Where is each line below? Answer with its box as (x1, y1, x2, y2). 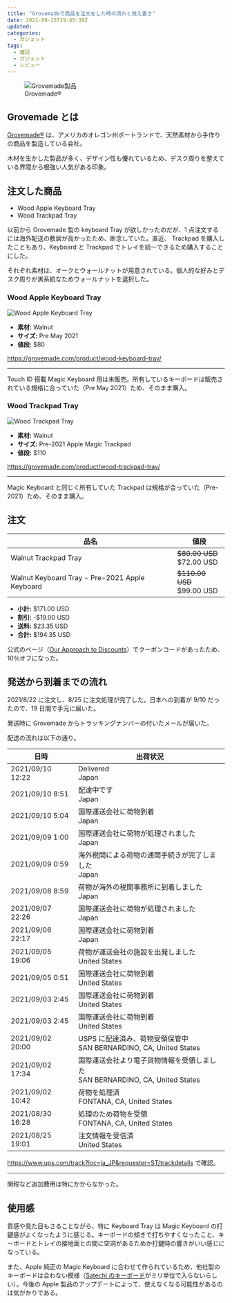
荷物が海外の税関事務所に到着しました (78, 882, 203, 892)
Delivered (78, 764, 110, 773)
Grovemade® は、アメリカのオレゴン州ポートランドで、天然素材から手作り (7, 131, 221, 139)
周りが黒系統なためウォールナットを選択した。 (19, 275, 153, 283)
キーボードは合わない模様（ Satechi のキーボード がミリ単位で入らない (7, 1271, 206, 1279)
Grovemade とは (7, 112, 79, 123)
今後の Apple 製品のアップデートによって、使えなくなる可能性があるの (21, 1280, 223, 1288)
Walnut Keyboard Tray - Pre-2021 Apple (10, 572, 145, 582)
